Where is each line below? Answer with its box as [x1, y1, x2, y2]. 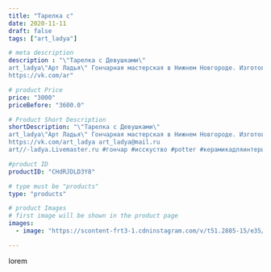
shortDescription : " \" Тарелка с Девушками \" [8, 123, 161, 132]
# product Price [8, 86, 63, 94]
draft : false [8, 27, 52, 35]
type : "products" [8, 190, 67, 198]
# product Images [8, 204, 67, 212]
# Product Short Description [8, 115, 106, 123]
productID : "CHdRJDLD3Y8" [8, 167, 95, 176]
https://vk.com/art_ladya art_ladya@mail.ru [8, 138, 161, 146]
